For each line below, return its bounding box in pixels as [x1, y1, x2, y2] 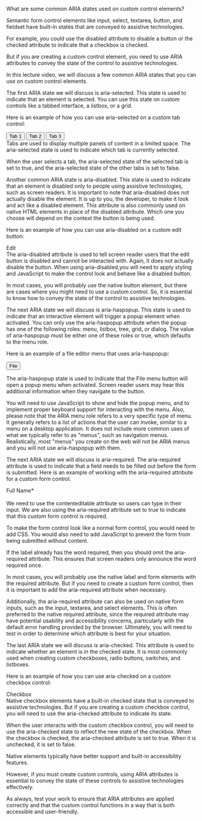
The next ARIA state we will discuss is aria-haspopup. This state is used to [6, 306, 191, 313]
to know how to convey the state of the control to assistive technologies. [6, 295, 187, 301]
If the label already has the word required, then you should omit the [6, 549, 174, 556]
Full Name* [6, 487, 34, 494]
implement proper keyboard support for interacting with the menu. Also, [6, 406, 185, 413]
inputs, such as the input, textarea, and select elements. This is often [6, 604, 177, 612]
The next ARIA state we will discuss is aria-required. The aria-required [6, 456, 181, 463]
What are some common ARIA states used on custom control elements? [6, 5, 185, 12]
